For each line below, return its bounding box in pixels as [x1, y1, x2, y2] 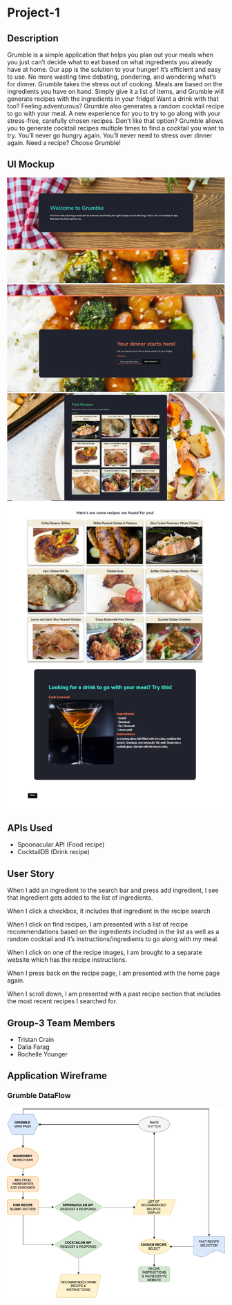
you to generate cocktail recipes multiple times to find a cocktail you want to [7, 124, 224, 132]
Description [7, 32, 59, 44]
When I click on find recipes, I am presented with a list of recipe [7, 920, 188, 929]
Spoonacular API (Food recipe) [17, 840, 105, 849]
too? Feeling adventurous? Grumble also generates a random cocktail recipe [7, 102, 224, 110]
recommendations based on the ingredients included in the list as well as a [7, 927, 220, 936]
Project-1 [7, 5, 60, 21]
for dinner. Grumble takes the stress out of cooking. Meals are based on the [7, 80, 223, 88]
